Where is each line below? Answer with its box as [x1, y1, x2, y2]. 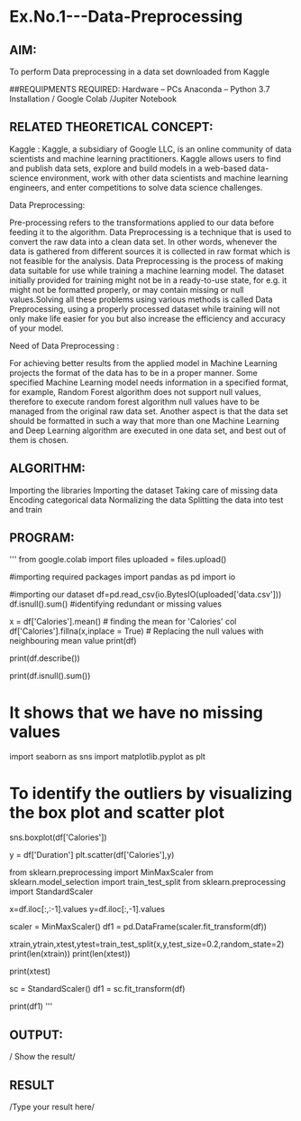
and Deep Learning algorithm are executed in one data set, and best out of [9, 425, 287, 436]
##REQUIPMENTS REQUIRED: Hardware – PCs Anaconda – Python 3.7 [9, 84, 270, 94]
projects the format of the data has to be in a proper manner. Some [9, 367, 259, 378]
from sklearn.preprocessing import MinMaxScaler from [9, 867, 214, 878]
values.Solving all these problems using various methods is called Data [9, 294, 273, 305]
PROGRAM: [9, 531, 75, 546]
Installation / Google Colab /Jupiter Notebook [9, 93, 178, 104]
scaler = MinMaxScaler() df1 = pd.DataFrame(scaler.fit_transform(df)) [9, 921, 268, 932]
